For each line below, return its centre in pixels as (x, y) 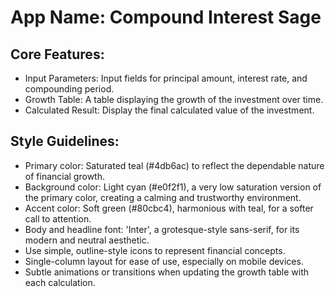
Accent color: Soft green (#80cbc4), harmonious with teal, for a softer (169, 208)
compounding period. (69, 89)
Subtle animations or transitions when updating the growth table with (167, 272)
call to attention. (58, 218)
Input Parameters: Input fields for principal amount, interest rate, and (166, 78)
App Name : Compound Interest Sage (166, 17)
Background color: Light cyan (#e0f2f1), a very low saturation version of (173, 187)
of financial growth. (64, 176)
